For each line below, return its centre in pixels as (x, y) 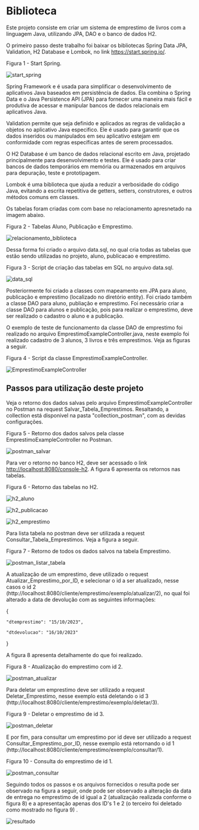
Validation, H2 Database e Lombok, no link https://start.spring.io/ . (86, 51)
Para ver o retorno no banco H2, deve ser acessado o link (77, 463)
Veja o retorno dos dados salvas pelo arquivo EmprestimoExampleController (99, 402)
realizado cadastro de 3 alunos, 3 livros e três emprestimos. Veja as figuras (98, 340)
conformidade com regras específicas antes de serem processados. (90, 142)
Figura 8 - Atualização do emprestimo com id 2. (64, 667)
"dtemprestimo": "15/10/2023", (45, 622)
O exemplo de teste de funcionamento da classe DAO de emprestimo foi (94, 327)
